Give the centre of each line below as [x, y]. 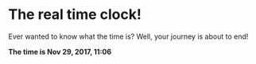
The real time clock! [75, 15]
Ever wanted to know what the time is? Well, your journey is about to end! [128, 36]
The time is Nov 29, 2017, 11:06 [60, 51]
